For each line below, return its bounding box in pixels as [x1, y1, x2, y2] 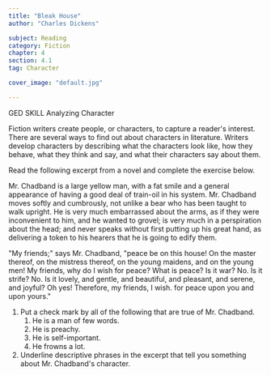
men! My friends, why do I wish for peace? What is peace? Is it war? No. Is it [8, 265, 263, 275]
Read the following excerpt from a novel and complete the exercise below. [8, 165, 256, 175]
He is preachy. [32, 324, 81, 334]
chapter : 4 [8, 49, 45, 58]
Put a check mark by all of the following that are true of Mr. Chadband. [19, 307, 255, 317]
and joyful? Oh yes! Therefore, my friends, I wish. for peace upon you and [8, 283, 255, 292]
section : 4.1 [8, 57, 53, 65]
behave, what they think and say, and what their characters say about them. [8, 149, 261, 159]
